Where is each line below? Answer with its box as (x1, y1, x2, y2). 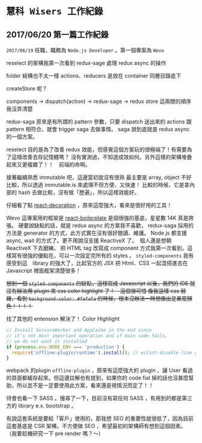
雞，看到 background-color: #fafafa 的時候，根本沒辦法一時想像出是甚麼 (6, 295, 188, 302)
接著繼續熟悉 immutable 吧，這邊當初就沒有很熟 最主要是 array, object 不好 (6, 174, 192, 181)
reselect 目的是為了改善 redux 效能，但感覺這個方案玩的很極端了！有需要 (6, 146, 188, 153)
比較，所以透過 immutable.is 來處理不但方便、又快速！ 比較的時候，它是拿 (6, 181, 190, 188)
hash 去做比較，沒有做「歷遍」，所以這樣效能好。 (17, 189, 140, 196)
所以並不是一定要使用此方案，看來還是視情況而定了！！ (16, 382, 154, 389)
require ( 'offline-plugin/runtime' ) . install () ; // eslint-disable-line (11, 350, 192, 356)
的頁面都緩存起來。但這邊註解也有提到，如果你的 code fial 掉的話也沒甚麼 (6, 374, 189, 382)
